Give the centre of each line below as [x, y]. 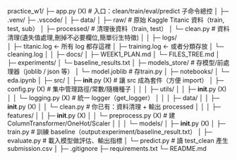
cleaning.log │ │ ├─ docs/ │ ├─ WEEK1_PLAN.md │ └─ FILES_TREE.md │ [114, 54]
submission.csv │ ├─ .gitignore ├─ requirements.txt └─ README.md [107, 148]
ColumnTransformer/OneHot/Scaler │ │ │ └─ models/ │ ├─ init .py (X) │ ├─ [116, 123]
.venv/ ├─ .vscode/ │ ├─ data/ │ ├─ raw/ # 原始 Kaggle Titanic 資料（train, [116, 20]
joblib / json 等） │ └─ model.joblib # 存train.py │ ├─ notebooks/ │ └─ [127, 71]
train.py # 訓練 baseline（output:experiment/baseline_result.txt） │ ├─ [110, 132]
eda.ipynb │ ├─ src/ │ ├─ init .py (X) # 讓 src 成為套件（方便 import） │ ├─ [116, 80]
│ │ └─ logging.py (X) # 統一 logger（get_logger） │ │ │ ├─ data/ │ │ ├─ [114, 98]
